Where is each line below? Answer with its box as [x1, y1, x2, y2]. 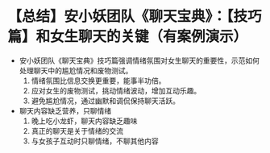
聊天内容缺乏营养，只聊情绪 [19, 105, 112, 115]
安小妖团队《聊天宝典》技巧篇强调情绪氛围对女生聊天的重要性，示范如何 [19, 56, 260, 65]
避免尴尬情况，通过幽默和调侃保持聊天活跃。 [31, 96, 181, 105]
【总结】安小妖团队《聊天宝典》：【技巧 [7, 7, 263, 26]
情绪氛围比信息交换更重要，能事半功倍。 [31, 76, 166, 85]
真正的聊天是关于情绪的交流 [31, 126, 124, 135]
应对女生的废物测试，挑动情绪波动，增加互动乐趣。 [31, 85, 201, 95]
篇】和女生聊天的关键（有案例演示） [7, 27, 248, 46]
